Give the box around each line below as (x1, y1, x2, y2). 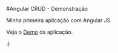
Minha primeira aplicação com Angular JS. (6, 17, 113, 23)
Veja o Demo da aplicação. (6, 28, 73, 36)
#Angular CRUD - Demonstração (6, 5, 88, 12)
